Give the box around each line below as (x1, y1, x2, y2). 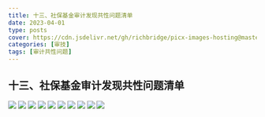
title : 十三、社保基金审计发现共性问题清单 (8, 11, 133, 20)
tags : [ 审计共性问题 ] (8, 48, 73, 56)
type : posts (8, 26, 47, 34)
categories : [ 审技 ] (8, 41, 70, 49)
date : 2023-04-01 (8, 19, 65, 27)
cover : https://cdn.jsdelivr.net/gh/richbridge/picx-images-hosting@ (8, 33, 242, 42)
